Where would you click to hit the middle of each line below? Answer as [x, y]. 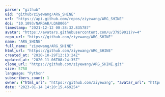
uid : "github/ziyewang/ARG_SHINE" [41, 14]
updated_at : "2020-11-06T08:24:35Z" [42, 60]
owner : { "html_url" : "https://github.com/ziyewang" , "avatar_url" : [76, 82]
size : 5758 [16, 69]
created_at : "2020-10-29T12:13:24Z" [42, 55]
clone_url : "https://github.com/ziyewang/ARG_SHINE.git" [65, 64]
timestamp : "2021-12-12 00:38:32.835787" [48, 28]
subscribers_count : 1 [27, 78]
